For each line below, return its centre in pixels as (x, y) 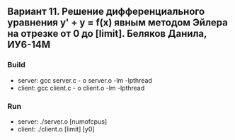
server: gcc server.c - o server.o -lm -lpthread (85, 80)
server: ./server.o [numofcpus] (62, 121)
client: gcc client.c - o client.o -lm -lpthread (81, 88)
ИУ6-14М (29, 45)
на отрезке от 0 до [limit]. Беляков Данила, (107, 34)
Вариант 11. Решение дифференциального (106, 12)
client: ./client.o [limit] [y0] (56, 129)
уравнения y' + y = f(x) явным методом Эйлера (117, 23)
